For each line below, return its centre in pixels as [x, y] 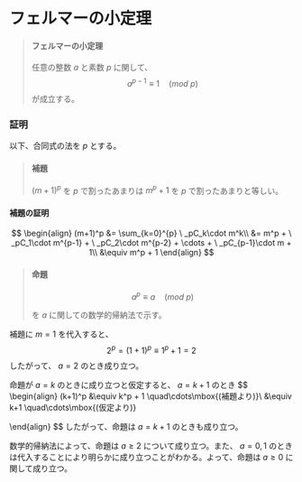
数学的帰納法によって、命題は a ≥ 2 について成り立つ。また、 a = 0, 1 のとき [151, 445]
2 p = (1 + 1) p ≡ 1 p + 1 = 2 [151, 350]
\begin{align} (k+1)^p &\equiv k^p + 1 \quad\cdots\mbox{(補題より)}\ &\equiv [151, 396]
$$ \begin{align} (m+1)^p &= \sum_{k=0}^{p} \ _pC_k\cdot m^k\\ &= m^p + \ [151, 233]
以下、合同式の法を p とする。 [65, 146]
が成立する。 [55, 99]
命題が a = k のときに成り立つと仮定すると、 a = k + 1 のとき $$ [128, 385]
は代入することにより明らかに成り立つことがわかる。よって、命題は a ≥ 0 [146, 457]
